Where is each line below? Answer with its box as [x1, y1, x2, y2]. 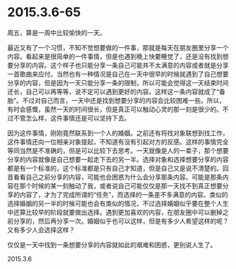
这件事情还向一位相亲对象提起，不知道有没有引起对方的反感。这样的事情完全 [7, 137, 229, 146]
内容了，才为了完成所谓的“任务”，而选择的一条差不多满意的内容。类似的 [19, 190, 228, 199]
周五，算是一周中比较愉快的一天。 [7, 28, 106, 37]
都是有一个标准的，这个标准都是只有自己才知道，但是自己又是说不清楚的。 [7, 163, 223, 173]
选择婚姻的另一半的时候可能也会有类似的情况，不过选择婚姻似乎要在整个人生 [7, 199, 229, 208]
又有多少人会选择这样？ [7, 225, 75, 234]
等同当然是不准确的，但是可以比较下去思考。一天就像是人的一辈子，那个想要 [7, 146, 229, 155]
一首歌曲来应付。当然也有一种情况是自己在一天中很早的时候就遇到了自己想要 [7, 70, 229, 78]
